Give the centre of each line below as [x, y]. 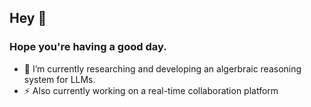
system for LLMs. [59, 79]
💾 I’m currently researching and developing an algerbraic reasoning [162, 68]
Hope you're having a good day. [88, 47]
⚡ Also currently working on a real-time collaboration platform [151, 90]
